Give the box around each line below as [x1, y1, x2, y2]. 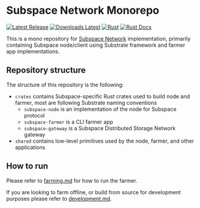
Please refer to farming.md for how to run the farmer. [6, 177, 138, 184]
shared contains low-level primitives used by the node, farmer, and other [14, 137, 194, 144]
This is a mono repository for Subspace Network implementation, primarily [6, 35, 191, 42]
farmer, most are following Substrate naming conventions [14, 99, 157, 106]
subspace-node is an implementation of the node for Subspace [23, 105, 177, 113]
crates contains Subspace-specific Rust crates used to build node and [14, 92, 190, 100]
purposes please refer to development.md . [6, 195, 112, 202]
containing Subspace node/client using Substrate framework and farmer [6, 41, 186, 49]
